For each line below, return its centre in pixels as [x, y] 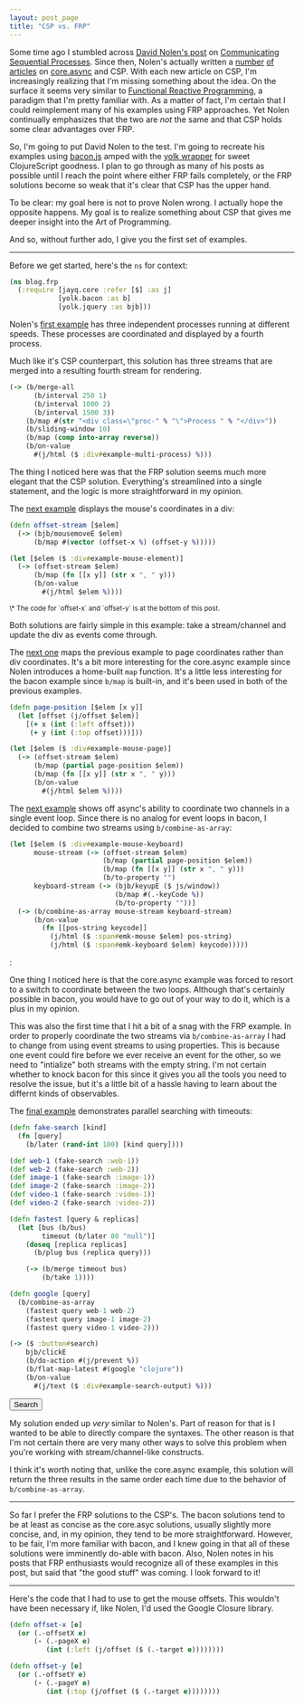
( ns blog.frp [34, 281]
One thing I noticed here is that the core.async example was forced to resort [152, 980]
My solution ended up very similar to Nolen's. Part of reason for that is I [142, 1423]
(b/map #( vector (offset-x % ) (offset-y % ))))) [125, 542]
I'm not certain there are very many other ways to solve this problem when [148, 1442]
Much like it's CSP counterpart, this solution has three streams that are [141, 361]
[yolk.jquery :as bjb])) [104, 307]
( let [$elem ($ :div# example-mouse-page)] [90, 749]
